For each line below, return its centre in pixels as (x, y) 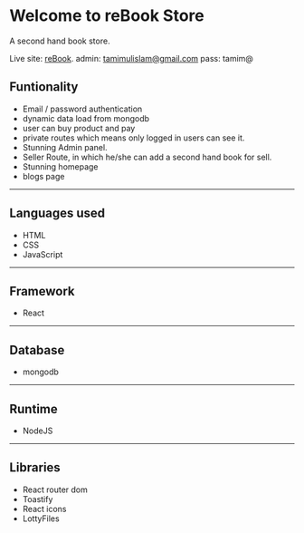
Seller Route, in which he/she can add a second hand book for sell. (147, 157)
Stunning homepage (60, 166)
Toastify (38, 499)
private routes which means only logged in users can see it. (133, 138)
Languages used (57, 213)
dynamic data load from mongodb (86, 118)
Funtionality (44, 87)
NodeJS (38, 431)
